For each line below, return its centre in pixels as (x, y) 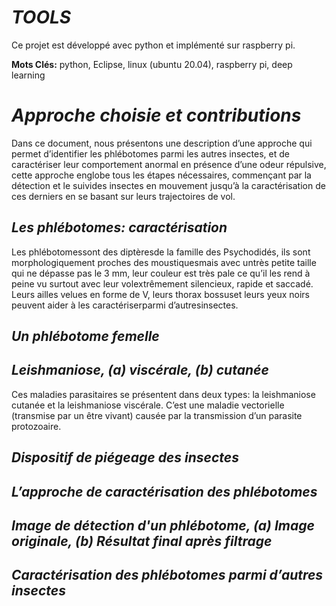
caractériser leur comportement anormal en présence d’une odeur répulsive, (169, 164)
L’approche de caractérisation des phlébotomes (164, 491)
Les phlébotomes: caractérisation (119, 227)
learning (28, 75)
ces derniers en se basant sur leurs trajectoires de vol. (123, 196)
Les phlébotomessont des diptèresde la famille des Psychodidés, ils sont (161, 252)
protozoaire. (36, 426)
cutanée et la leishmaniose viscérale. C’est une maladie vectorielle (148, 405)
